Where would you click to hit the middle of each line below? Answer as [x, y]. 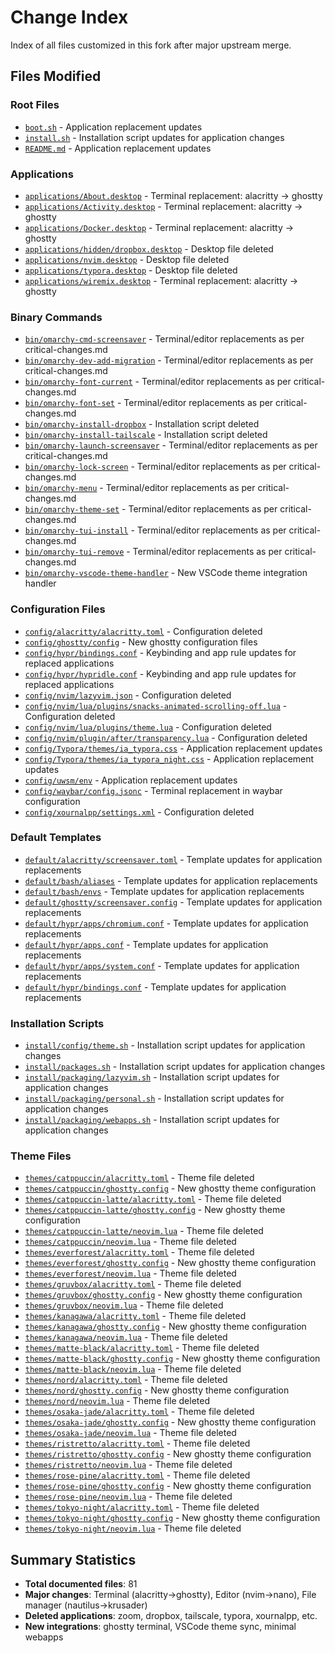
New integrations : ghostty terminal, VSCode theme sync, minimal [160, 1627]
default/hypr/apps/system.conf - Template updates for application [162, 965]
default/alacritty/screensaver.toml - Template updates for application [173, 859]
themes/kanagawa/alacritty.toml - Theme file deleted [135, 1316]
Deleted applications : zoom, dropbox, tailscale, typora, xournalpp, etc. [171, 1616]
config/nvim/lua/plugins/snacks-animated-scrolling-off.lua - [156, 705]
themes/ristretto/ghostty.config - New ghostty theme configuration [168, 1454]
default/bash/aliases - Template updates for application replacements [171, 880]
